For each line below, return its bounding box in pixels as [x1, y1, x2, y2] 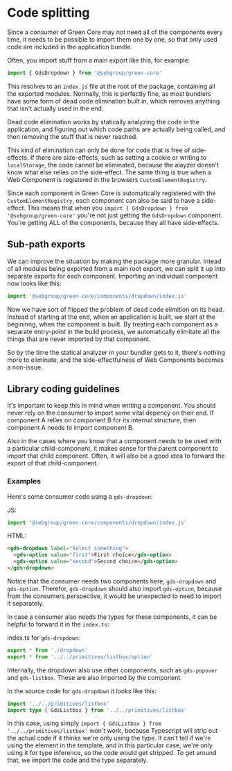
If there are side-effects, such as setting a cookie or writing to [30, 153, 207, 161]
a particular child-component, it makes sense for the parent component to [7, 445, 219, 453]
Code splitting [7, 5, 90, 21]
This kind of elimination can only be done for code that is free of [7, 146, 190, 154]
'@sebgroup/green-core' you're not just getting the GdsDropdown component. [7, 210, 223, 219]
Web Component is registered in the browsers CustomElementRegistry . [7, 175, 207, 183]
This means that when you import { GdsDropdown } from [27, 204, 188, 212]
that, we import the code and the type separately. [7, 756, 148, 765]
